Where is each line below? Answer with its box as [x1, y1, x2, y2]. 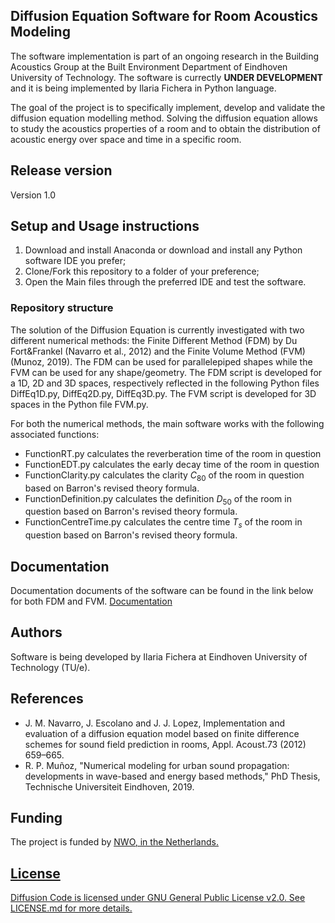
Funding [10, 809, 63, 826]
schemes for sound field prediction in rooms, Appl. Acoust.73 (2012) [24, 738, 307, 750]
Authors [10, 624, 63, 641]
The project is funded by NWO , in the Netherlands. [10, 836, 220, 848]
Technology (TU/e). [10, 661, 91, 673]
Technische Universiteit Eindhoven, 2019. [24, 780, 195, 793]
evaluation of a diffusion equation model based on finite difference [24, 727, 300, 739]
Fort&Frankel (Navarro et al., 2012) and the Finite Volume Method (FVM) [10, 345, 306, 357]
